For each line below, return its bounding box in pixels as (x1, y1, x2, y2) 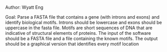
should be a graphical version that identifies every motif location (5, 41, 139, 47)
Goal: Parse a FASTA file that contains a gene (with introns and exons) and (5, 14, 160, 20)
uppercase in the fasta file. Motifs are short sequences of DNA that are (5, 25, 153, 31)
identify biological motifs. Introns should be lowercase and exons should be (5, 20, 162, 25)
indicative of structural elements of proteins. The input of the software (5, 30, 151, 36)
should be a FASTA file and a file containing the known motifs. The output (5, 35, 158, 41)
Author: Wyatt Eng (5, 5, 44, 10)
